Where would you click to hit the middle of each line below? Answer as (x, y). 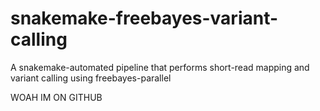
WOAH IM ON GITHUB (56, 97)
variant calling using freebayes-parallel (91, 78)
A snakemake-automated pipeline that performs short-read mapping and (160, 67)
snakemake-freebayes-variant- (144, 18)
